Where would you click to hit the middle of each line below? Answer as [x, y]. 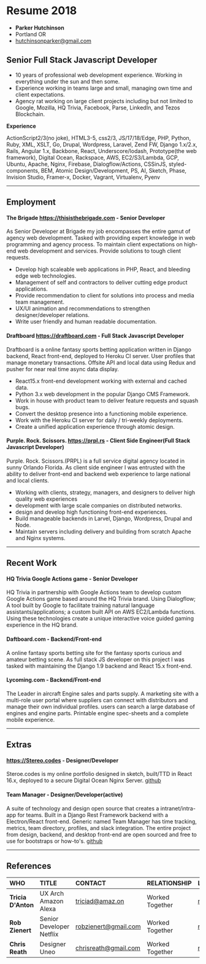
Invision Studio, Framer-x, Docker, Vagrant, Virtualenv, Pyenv [83, 177]
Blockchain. [30, 114]
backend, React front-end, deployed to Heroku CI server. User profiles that [101, 356]
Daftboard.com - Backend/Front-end [54, 639]
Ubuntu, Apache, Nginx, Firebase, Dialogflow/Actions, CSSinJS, [87, 164]
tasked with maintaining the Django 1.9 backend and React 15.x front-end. [99, 666]
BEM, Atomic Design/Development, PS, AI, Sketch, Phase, [114, 170]
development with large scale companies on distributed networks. [99, 505]
